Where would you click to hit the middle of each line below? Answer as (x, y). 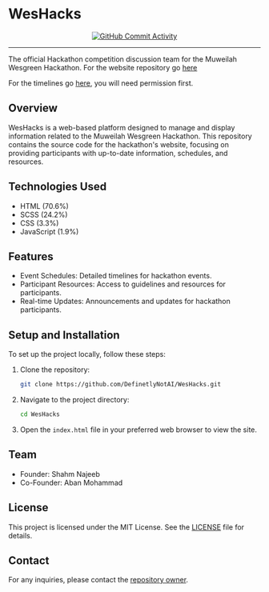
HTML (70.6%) (44, 206)
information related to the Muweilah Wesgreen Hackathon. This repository (130, 136)
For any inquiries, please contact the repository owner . (98, 580)
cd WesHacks (40, 414)
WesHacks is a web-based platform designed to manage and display (122, 127)
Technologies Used (57, 187)
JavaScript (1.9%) (49, 231)
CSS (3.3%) (39, 223)
